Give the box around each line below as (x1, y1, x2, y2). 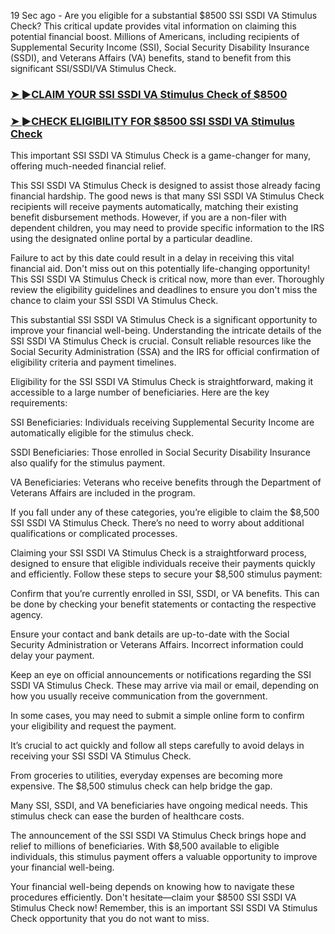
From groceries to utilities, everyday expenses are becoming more (10, 770, 283, 782)
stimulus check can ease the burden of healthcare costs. (10, 810, 245, 822)
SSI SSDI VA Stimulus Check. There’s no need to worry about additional (10, 517, 305, 529)
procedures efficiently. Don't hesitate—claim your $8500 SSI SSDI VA (10, 891, 297, 904)
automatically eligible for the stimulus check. (10, 427, 195, 439)
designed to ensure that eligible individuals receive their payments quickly (10, 558, 316, 570)
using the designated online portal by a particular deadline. (10, 233, 253, 245)
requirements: (10, 397, 68, 409)
